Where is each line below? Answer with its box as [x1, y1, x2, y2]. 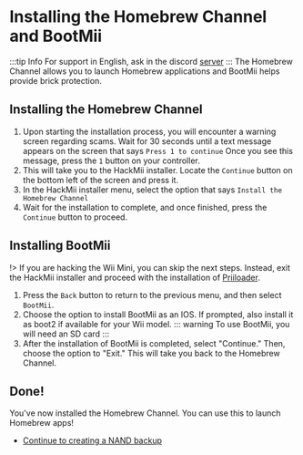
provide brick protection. [9, 75, 102, 86]
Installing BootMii [9, 238, 111, 253]
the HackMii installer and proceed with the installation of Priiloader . [9, 272, 261, 283]
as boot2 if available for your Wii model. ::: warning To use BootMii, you [22, 318, 290, 329]
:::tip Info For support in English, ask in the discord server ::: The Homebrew [9, 56, 293, 67]
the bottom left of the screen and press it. [22, 174, 179, 185]
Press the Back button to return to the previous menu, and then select [22, 289, 282, 300]
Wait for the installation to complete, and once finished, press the [22, 202, 268, 212]
